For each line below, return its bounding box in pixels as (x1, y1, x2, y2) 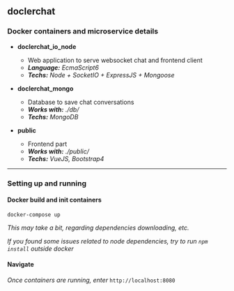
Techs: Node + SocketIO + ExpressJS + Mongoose (27, 70, 175, 79)
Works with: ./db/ (27, 105, 79, 114)
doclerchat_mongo (17, 84, 74, 93)
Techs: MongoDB (27, 112, 79, 121)
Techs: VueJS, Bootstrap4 (27, 154, 104, 163)
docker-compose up (7, 211, 61, 218)
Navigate (7, 260, 35, 269)
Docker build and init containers (7, 195, 102, 204)
